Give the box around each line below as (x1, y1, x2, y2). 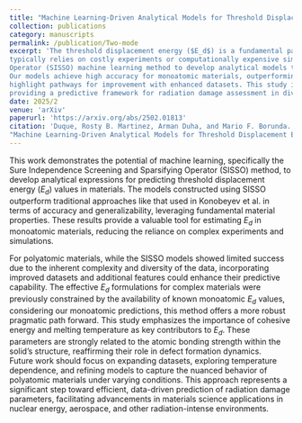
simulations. (9, 236, 54, 247)
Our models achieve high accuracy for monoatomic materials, (9, 72, 244, 81)
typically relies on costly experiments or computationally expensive (9, 55, 280, 64)
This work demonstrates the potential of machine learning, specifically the (9, 155, 285, 166)
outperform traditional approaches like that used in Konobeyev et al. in (9, 195, 270, 206)
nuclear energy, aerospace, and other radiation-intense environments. (9, 402, 270, 414)
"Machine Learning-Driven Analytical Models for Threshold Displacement (9, 130, 288, 139)
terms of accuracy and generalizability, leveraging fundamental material (9, 204, 276, 216)
